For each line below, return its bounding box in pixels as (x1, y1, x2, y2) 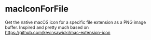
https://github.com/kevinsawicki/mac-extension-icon (5, 29, 111, 35)
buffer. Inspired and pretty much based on (5, 24, 89, 30)
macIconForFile (5, 3, 69, 14)
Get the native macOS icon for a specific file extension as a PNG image (5, 19, 146, 25)
